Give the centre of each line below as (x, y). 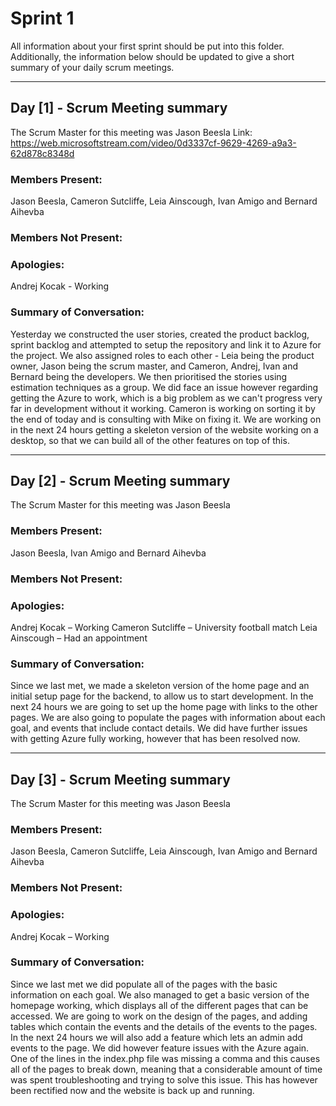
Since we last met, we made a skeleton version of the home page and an (160, 686)
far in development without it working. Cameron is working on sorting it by (163, 408)
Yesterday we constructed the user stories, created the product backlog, (160, 334)
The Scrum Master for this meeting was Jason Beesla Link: (131, 132)
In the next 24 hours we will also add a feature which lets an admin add (156, 1037)
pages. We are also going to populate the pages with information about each (168, 718)
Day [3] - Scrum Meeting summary (120, 779)
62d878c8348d (42, 153)
